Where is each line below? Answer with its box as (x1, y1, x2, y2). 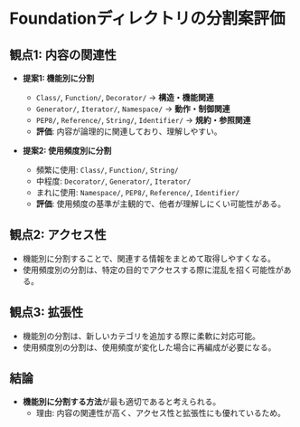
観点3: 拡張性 (9, 305, 84, 320)
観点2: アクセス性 (9, 227, 107, 242)
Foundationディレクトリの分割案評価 (9, 8, 286, 29)
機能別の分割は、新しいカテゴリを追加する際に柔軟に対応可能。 (22, 330, 260, 341)
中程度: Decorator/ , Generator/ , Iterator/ (35, 176, 192, 186)
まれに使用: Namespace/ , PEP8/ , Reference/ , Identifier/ (35, 187, 240, 197)
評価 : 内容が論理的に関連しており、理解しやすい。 (35, 126, 223, 137)
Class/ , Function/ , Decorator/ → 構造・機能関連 (35, 92, 214, 102)
